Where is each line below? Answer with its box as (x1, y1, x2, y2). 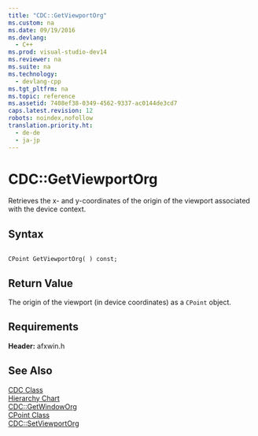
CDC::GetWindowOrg (8, 401, 77, 411)
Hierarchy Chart (8, 393, 61, 403)
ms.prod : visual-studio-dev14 (8, 48, 108, 56)
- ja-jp (15, 136, 41, 144)
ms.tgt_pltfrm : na (8, 84, 68, 93)
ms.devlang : (8, 33, 47, 42)
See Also (8, 364, 53, 378)
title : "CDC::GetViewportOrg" (8, 11, 108, 20)
